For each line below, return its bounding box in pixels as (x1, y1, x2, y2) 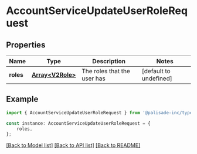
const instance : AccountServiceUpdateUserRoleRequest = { (6, 120, 151, 126)
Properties (6, 40, 46, 50)
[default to (141, 67, 171, 75)
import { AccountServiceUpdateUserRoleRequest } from (6, 109, 141, 115)
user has (81, 74, 106, 83)
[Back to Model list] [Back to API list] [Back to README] (6, 142, 141, 149)
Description (92, 57, 126, 65)
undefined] (141, 74, 172, 83)
